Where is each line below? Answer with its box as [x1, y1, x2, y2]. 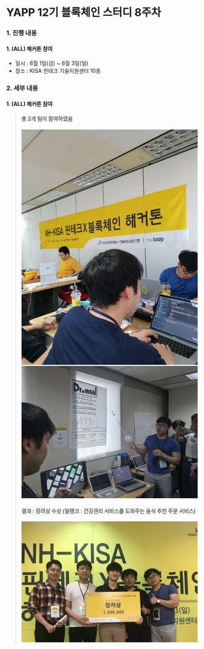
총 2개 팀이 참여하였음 [21, 115, 73, 122]
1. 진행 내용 [6, 29, 37, 37]
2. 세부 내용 [6, 84, 38, 92]
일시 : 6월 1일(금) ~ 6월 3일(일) [15, 60, 89, 67]
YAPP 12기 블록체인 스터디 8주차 [6, 5, 161, 19]
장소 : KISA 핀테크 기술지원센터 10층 [15, 68, 101, 75]
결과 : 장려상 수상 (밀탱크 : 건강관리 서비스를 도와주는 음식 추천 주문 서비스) [21, 507, 196, 515]
